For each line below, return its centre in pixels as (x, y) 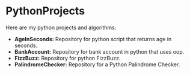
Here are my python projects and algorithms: (61, 27)
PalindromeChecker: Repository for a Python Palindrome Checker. (97, 64)
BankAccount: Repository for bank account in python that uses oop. (99, 51)
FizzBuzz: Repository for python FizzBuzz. (67, 58)
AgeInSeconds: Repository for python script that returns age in (93, 39)
